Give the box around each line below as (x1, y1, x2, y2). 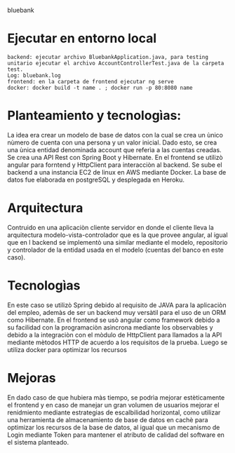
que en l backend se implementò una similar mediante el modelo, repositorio (7, 238, 228, 246)
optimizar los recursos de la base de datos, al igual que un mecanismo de (7, 423, 220, 431)
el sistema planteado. (7, 438, 69, 446)
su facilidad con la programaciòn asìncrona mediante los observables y (7, 323, 213, 332)
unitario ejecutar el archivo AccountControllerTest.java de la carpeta (7, 60, 224, 67)
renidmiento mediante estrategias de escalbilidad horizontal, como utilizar (7, 408, 221, 417)
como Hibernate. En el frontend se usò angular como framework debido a (7, 316, 220, 324)
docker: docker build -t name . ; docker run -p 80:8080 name (7, 84, 193, 91)
